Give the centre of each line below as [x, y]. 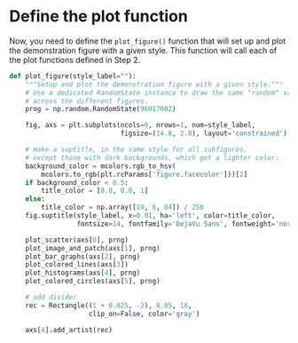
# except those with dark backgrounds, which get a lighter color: [152, 157]
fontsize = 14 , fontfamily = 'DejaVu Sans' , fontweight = [176, 224]
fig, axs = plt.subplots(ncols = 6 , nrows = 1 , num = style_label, [140, 125]
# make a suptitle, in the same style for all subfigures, [137, 150]
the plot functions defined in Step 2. [75, 60]
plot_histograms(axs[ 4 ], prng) [83, 273]
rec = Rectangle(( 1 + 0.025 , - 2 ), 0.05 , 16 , [109, 305]
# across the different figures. [87, 101]
